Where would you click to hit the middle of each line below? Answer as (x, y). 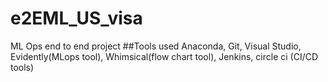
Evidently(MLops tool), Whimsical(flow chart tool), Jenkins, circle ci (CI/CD (164, 56)
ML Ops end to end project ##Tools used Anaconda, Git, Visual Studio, (156, 46)
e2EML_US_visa (76, 18)
